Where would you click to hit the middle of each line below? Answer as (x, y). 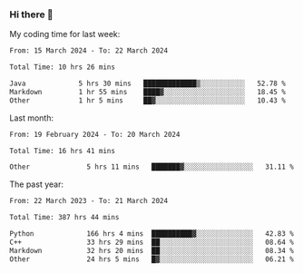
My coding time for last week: (65, 34)
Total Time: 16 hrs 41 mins (63, 151)
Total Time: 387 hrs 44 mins (64, 218)
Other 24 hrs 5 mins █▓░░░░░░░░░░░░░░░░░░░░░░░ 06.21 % (152, 259)
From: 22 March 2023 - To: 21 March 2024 (89, 201)
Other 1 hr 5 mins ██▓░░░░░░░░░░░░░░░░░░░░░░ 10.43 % (147, 100)
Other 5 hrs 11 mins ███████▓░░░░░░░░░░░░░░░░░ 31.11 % (152, 167)
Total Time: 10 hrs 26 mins (63, 67)
